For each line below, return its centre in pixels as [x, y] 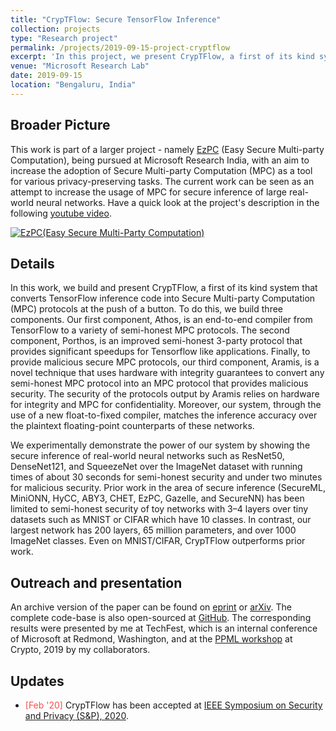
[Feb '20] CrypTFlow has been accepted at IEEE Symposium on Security [173, 705]
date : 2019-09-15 [46, 76]
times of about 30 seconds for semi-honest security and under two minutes [166, 477]
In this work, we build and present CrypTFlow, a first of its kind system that [164, 288]
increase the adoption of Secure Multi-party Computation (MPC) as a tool [161, 170]
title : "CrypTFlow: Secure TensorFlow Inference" [116, 19]
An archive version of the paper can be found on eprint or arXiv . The [151, 607]
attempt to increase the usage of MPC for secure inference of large [149, 192]
